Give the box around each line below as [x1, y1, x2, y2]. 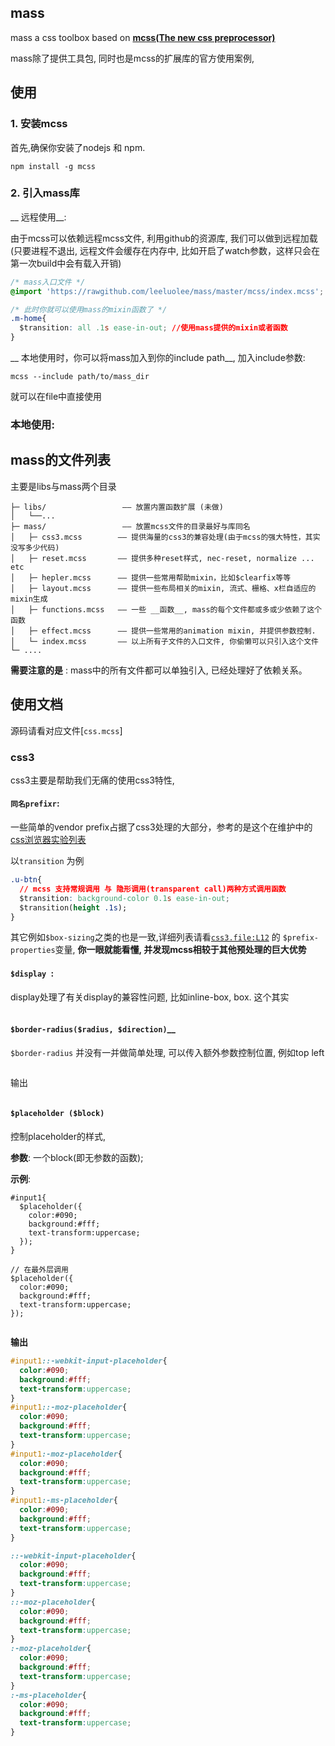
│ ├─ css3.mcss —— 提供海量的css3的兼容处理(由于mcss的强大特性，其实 [10, 532, 321, 542]
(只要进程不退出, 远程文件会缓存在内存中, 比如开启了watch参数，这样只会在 [10, 244, 321, 256]
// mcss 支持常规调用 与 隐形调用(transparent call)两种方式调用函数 [19, 884, 287, 894]
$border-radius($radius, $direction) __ [10, 1023, 176, 1035]
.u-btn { [10, 875, 43, 885]
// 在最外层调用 [10, 1265, 69, 1275]
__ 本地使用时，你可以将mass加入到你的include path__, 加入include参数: [10, 352, 306, 364]
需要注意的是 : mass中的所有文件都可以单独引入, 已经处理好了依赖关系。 [10, 664, 308, 676]
